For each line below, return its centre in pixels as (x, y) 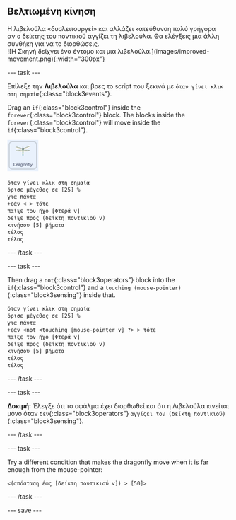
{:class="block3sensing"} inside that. (61, 295)
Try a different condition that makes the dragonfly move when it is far (108, 462)
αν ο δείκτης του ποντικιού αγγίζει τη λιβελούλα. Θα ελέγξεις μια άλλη (113, 36)
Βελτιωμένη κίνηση (52, 12)
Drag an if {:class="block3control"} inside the (74, 107)
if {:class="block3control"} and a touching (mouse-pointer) (94, 287)
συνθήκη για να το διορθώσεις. (53, 44)
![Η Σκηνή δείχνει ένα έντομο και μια (62, 51)
